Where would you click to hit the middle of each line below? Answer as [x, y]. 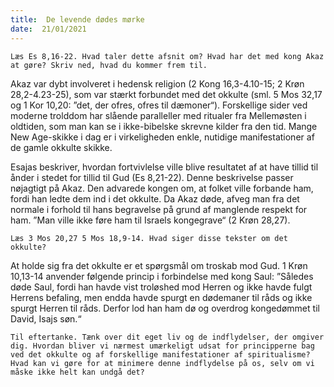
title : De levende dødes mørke [77, 19]
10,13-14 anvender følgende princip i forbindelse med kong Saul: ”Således [162, 276]
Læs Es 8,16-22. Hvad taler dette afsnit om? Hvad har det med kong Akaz [167, 56]
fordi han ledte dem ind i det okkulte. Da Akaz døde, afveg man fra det [155, 198]
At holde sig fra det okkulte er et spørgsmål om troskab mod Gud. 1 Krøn [159, 265]
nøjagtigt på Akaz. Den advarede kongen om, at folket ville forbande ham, [162, 188]
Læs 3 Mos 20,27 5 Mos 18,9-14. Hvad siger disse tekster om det [149, 238]
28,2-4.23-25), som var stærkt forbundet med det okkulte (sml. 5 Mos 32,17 [166, 94]
